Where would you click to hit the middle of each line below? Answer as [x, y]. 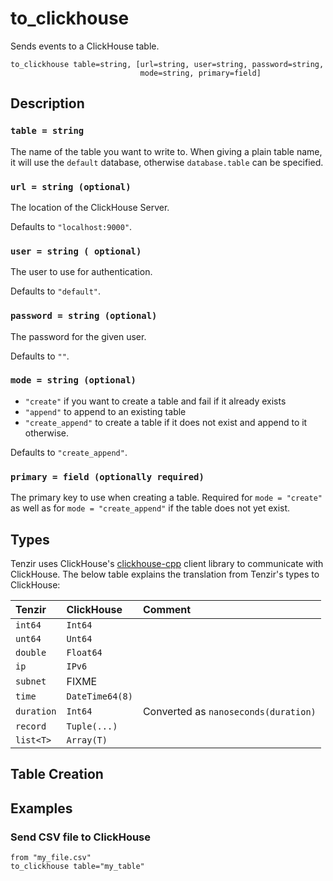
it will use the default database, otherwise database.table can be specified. [167, 162]
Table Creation [57, 774]
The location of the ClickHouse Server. [90, 207]
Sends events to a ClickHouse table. [85, 46]
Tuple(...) [92, 726]
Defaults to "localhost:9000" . [71, 226]
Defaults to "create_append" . [69, 452]
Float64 [84, 652]
